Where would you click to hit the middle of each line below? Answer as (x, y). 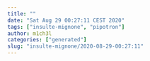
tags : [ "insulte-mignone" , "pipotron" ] (66, 27)
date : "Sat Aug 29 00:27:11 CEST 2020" (66, 20)
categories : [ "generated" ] (47, 40)
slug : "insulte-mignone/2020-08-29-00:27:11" (75, 46)
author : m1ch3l (30, 33)
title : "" (22, 14)
